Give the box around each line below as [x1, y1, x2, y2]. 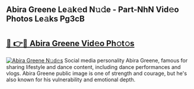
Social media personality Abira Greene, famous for [64, 57, 188, 64]
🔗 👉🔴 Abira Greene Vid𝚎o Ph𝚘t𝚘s [6, 38, 135, 48]
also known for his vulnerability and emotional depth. [6, 76, 136, 83]
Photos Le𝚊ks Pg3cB [6, 14, 85, 24]
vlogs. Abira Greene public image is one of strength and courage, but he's [6, 70, 187, 77]
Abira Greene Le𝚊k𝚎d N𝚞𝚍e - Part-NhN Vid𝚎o [6, 5, 179, 15]
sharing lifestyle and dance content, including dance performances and [6, 64, 181, 70]
